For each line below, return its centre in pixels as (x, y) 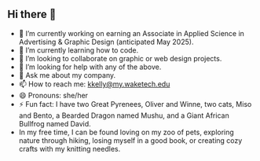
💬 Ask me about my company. (67, 75)
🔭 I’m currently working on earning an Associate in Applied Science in (132, 33)
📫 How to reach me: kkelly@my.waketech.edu (94, 84)
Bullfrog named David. (55, 123)
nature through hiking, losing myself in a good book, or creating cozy (130, 140)
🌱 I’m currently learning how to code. (79, 50)
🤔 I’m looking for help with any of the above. (90, 67)
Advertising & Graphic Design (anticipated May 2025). (106, 42)
